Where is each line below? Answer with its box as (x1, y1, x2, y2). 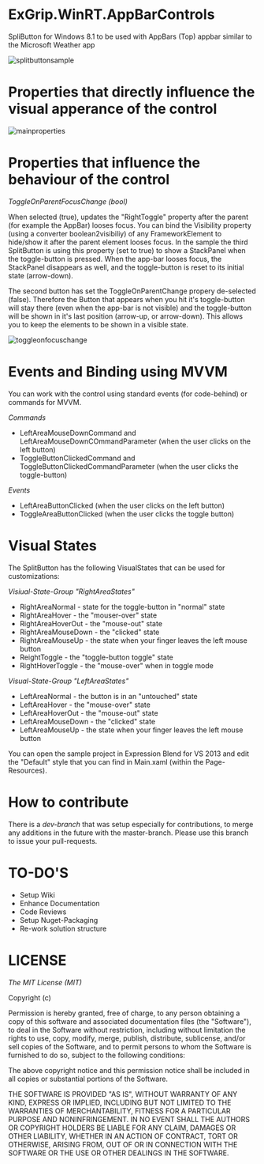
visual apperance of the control (8, 100, 218, 118)
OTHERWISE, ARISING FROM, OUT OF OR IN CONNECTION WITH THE (8, 1139, 238, 1149)
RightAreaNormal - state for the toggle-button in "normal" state (19, 602, 225, 611)
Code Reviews (19, 907, 67, 916)
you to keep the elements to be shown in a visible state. (8, 319, 189, 329)
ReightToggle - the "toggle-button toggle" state (19, 652, 173, 662)
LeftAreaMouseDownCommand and (19, 428, 136, 437)
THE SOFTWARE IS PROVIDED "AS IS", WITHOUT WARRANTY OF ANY (8, 1089, 238, 1098)
